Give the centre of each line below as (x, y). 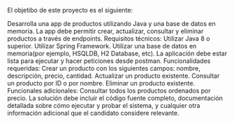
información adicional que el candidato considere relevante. (93, 113)
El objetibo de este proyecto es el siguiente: (70, 10)
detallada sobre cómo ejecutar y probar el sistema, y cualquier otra (104, 105)
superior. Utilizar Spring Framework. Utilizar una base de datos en (102, 46)
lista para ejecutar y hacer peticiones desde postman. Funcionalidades (109, 61)
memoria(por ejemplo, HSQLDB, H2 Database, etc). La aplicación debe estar (117, 53)
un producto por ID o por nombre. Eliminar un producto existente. (101, 83)
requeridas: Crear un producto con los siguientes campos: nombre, (104, 68)
